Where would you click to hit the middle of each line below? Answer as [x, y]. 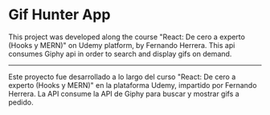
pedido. [21, 102]
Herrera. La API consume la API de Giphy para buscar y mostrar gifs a [124, 93]
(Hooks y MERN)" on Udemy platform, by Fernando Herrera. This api [122, 45]
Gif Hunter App [59, 15]
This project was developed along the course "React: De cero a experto [127, 37]
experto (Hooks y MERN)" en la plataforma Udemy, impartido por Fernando [133, 85]
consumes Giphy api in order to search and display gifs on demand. [120, 54]
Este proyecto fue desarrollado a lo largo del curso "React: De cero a [122, 77]
